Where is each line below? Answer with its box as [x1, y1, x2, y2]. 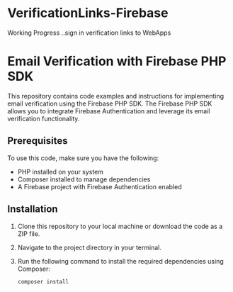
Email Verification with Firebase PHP [7, 53, 227, 69]
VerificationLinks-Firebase [7, 5, 169, 21]
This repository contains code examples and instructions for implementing [7, 91, 225, 100]
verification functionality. [7, 114, 80, 123]
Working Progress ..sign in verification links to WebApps [7, 28, 171, 37]
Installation [7, 203, 58, 215]
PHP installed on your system [17, 167, 104, 176]
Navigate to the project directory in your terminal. [17, 243, 161, 252]
